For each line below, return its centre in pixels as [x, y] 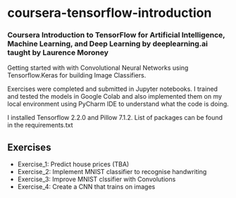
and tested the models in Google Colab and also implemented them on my [115, 97]
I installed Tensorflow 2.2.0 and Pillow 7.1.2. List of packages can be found [115, 118]
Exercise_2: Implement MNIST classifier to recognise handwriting [112, 172]
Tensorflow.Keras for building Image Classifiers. [77, 75]
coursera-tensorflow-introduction [110, 13]
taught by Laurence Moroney [58, 53]
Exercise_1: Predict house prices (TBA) [73, 164]
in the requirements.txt [40, 125]
